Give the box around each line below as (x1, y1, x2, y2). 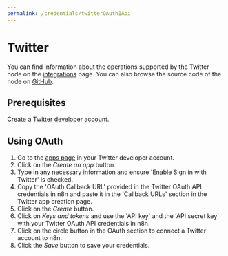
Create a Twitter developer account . (7, 115, 110, 124)
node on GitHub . (7, 77, 54, 85)
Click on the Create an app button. (17, 161, 116, 169)
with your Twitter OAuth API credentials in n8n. (17, 220, 150, 228)
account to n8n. (17, 234, 63, 242)
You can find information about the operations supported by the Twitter (7, 63, 209, 71)
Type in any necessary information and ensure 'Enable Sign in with (17, 168, 207, 176)
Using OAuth (7, 135, 63, 147)
